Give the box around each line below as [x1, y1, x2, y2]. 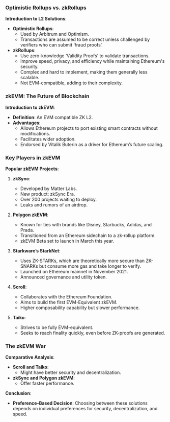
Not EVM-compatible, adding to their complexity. [20, 80, 123, 86]
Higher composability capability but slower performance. [20, 304, 140, 311]
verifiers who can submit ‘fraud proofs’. [20, 42, 103, 48]
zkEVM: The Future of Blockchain [5, 92, 90, 100]
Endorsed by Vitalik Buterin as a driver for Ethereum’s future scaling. [20, 141, 164, 147]
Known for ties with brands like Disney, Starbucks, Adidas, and [20, 221, 152, 227]
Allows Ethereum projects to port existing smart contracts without [20, 125, 158, 131]
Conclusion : [5, 390, 32, 396]
